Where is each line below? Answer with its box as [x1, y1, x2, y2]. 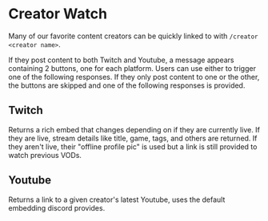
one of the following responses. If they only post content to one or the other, [8, 72, 260, 81]
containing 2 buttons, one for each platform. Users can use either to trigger [8, 63, 256, 73]
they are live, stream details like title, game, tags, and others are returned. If [8, 133, 258, 143]
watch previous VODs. [8, 150, 82, 160]
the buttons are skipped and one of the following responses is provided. [8, 81, 246, 90]
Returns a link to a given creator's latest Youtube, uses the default [8, 195, 226, 204]
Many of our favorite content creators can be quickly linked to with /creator [8, 31, 258, 41]
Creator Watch [8, 5, 108, 23]
